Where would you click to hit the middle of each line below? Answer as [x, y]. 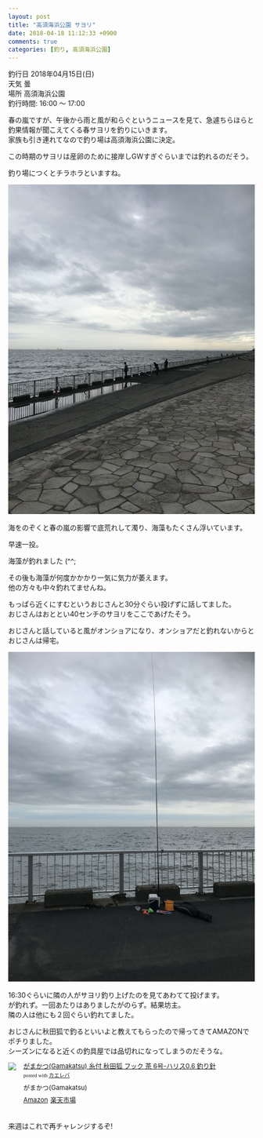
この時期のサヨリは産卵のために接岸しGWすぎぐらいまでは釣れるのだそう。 [130, 156]
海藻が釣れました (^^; [42, 561]
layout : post [29, 16]
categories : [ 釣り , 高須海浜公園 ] [59, 50]
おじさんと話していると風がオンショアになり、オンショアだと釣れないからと [131, 631]
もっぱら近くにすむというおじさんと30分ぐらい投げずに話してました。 [122, 604]
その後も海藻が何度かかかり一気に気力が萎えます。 [90, 578]
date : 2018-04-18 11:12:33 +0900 [63, 33]
